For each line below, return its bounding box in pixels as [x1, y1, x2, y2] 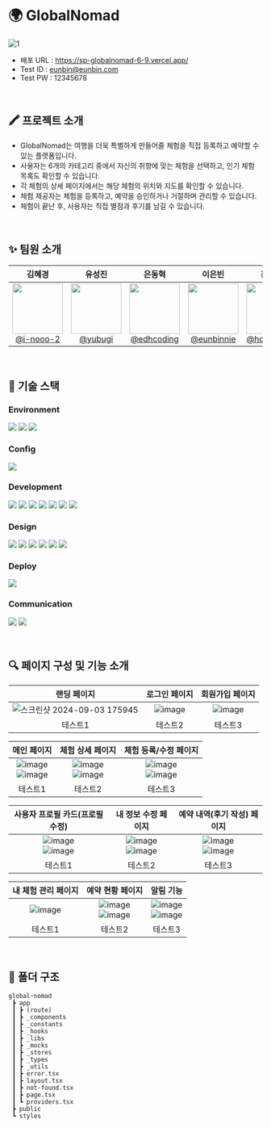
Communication [8, 598, 73, 610]
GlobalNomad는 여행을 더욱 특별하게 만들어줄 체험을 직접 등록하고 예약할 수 [19, 140, 260, 150]
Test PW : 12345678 [19, 73, 87, 82]
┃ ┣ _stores [11, 1049, 52, 1057]
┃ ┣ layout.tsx [11, 1077, 63, 1085]
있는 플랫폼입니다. [19, 150, 77, 160]
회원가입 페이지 [201, 688, 256, 699]
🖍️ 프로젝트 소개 [8, 114, 84, 128]
